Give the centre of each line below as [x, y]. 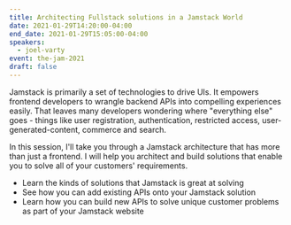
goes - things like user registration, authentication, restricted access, [135, 120]
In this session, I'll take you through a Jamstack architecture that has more [145, 146]
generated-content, [45, 129]
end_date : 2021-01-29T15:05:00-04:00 [79, 34]
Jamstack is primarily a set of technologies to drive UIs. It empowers [134, 92]
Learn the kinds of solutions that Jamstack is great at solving [133, 182]
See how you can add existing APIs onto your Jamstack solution [139, 192]
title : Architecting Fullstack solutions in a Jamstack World [126, 17]
